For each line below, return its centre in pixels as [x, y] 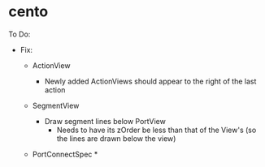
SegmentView [56, 105]
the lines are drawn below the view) [116, 138]
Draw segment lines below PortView [105, 121]
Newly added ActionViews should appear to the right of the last [150, 81]
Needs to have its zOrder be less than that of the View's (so [156, 130]
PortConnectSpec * [65, 154]
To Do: [20, 34]
